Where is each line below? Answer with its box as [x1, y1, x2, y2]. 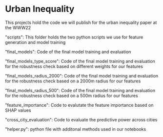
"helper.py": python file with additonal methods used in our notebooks [5, 126, 146, 132]
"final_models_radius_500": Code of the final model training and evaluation [5, 87, 155, 93]
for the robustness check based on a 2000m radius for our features [5, 78, 141, 84]
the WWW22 [5, 24, 31, 30]
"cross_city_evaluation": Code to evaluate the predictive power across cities [5, 117, 158, 122]
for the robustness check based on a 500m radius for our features [5, 93, 138, 98]
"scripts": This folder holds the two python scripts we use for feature [5, 34, 143, 40]
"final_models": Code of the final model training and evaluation [5, 49, 131, 55]
